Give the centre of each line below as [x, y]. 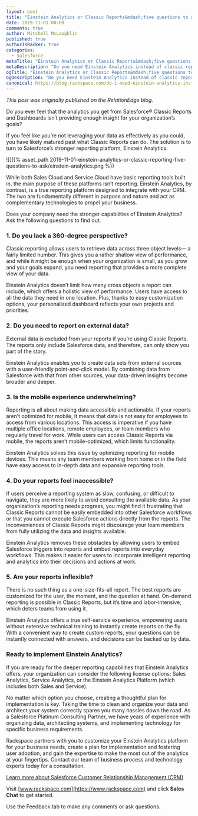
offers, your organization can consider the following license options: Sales [96, 673]
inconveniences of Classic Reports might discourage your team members [95, 525]
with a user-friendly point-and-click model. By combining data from [88, 369]
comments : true [25, 28]
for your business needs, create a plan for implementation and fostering [93, 747]
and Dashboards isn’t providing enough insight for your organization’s [91, 118]
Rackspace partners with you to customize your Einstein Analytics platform [97, 740]
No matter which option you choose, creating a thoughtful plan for [86, 698]
